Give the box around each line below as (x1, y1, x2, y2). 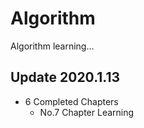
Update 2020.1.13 (10, 69, 121, 86)
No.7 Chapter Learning (39, 106, 135, 118)
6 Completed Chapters (24, 95, 119, 107)
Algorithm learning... (10, 40, 95, 52)
